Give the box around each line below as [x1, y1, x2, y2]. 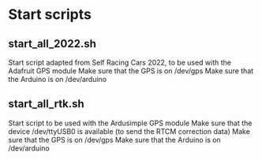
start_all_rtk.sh [8, 97, 84, 111]
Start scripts [8, 6, 92, 24]
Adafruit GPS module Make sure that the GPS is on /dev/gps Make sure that [8, 66, 254, 76]
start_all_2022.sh [8, 37, 97, 50]
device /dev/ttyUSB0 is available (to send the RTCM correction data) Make [8, 126, 251, 136]
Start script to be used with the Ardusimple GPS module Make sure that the [8, 118, 253, 128]
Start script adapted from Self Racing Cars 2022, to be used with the [8, 58, 231, 67]
